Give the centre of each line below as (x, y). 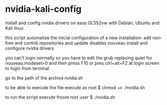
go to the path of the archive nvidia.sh (44, 78)
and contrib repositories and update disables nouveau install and (81, 43)
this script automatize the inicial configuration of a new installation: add (78, 38)
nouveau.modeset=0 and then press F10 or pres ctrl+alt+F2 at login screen (82, 63)
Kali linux (14, 28)
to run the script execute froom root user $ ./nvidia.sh (60, 97)
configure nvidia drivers (30, 48)
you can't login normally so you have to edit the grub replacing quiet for (79, 57)
